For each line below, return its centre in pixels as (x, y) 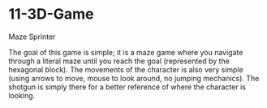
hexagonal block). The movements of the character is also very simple (126, 69)
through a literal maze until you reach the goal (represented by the (119, 61)
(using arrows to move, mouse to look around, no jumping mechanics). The (134, 78)
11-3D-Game (51, 14)
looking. (22, 95)
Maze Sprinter (32, 37)
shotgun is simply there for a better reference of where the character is (127, 87)
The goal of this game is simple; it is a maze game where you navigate (126, 52)
